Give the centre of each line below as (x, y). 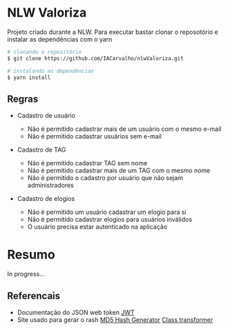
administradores (51, 186)
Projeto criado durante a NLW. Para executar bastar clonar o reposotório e (113, 32)
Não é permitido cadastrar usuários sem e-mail (95, 136)
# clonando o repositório (44, 52)
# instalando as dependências (51, 71)
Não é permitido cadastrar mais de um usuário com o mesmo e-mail (124, 129)
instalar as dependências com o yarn (60, 39)
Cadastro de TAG (41, 150)
